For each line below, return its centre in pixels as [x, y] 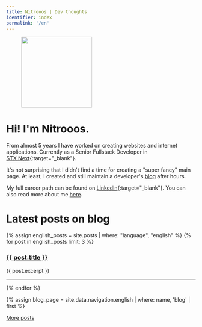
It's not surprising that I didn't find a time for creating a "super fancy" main [99, 170]
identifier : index [29, 17]
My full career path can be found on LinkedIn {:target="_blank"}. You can [96, 188]
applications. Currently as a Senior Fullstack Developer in [77, 152]
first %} [16, 306]
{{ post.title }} [27, 258]
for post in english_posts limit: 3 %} [50, 242]
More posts [20, 317]
